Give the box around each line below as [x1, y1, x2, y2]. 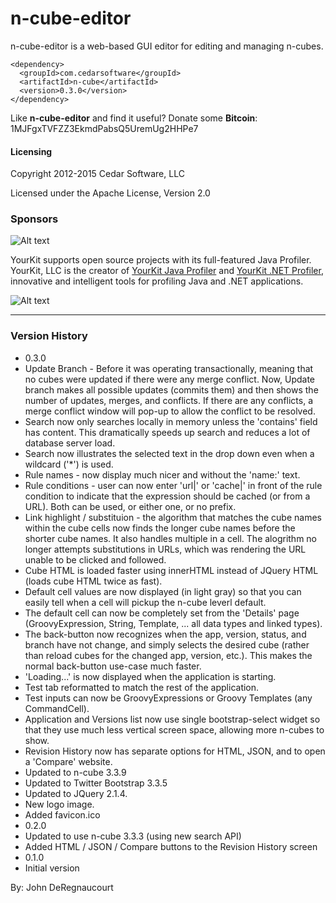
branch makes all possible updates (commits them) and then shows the [24, 383, 319, 396]
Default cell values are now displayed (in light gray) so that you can [24, 585, 302, 597]
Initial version [24, 862, 80, 874]
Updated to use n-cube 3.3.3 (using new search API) [24, 830, 242, 842]
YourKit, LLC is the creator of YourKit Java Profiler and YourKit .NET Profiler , [10, 265, 324, 277]
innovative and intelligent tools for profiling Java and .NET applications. [10, 275, 304, 287]
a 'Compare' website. [24, 755, 113, 767]
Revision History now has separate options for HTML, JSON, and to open [24, 745, 326, 757]
